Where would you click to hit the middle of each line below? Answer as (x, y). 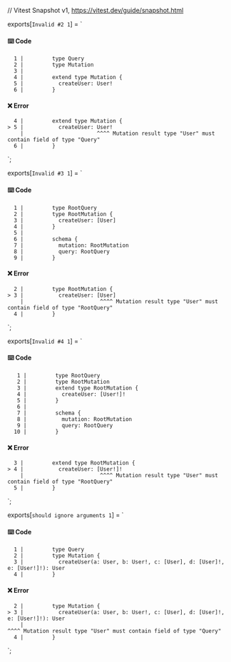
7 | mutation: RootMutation (72, 245)
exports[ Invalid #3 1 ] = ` (45, 173)
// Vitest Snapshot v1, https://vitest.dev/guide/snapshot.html (96, 10)
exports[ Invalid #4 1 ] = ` (45, 341)
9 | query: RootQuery (65, 426)
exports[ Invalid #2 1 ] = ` (45, 24)
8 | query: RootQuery (62, 251)
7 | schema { (49, 413)
